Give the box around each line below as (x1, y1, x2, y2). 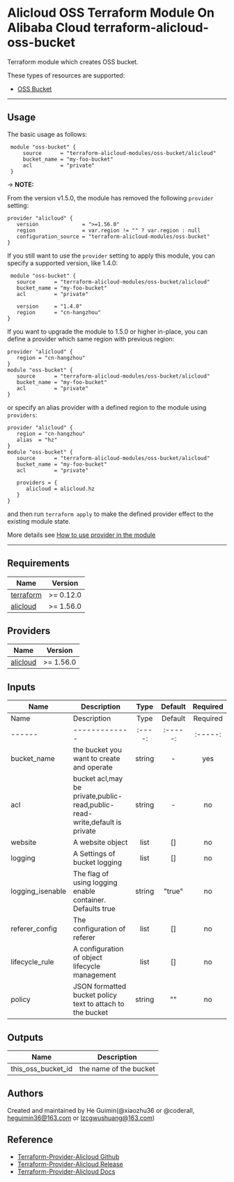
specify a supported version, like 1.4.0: (7, 258, 118, 267)
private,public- (72, 791, 123, 801)
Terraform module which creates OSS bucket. (7, 57, 139, 66)
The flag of (72, 869, 109, 879)
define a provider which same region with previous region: (7, 334, 175, 343)
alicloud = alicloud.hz (25, 485, 95, 492)
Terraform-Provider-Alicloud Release (17, 1160, 123, 1168)
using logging (72, 878, 118, 887)
